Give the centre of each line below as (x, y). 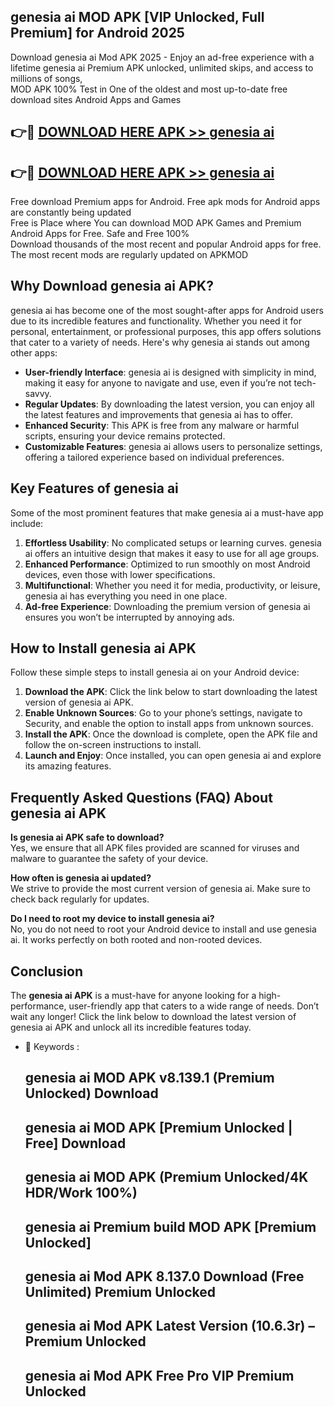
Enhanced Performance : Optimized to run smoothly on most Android (167, 564)
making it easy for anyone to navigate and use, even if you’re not (158, 382)
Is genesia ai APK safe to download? (87, 837)
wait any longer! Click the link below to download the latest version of (153, 1017)
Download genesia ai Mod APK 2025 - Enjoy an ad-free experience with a (162, 57)
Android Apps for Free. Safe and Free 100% (100, 234)
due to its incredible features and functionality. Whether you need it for (156, 321)
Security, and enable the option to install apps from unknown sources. (169, 724)
